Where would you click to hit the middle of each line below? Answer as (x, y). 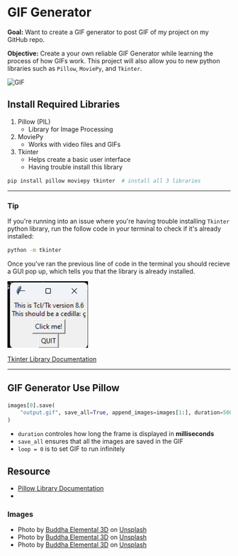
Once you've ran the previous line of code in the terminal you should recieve (119, 263)
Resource (29, 471)
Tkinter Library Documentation (52, 359)
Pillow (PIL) (34, 121)
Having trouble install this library (75, 167)
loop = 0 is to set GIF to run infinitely (71, 449)
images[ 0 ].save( (31, 405)
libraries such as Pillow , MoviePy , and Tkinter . (75, 68)
